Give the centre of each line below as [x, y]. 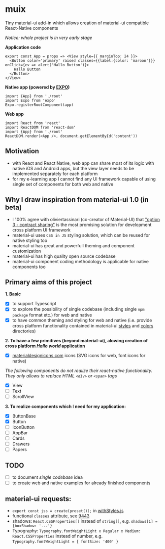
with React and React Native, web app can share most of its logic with [83, 163]
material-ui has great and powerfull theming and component [73, 245]
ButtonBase [24, 416]
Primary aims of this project [49, 282]
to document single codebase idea [47, 477]
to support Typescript [34, 304]
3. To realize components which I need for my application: [66, 406]
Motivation [22, 151]
